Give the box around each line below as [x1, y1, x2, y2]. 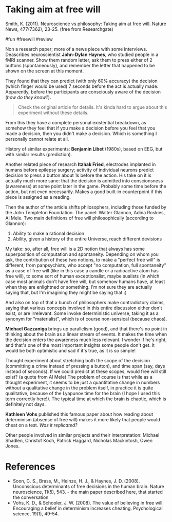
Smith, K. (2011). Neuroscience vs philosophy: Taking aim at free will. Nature [5, 21, 167, 27]
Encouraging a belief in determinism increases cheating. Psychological [12, 505, 163, 511]
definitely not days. [5, 401, 46, 407]
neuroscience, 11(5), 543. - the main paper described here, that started [12, 489, 163, 495]
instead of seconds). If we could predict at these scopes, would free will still [5, 368, 166, 375]
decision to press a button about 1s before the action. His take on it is [5, 172, 151, 178]
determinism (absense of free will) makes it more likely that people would [5, 416, 160, 422]
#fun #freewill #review [5, 36, 53, 42]
